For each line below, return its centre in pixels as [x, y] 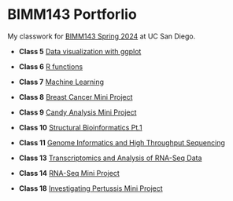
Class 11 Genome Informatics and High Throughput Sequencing [122, 142]
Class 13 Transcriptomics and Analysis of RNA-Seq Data [110, 158]
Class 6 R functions [51, 66]
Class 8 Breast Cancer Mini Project [76, 97]
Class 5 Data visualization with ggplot [80, 51]
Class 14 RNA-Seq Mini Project [69, 173]
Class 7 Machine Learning [61, 82]
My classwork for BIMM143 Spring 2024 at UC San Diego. [102, 36]
